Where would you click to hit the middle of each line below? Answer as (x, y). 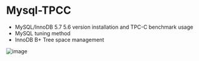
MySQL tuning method (42, 33)
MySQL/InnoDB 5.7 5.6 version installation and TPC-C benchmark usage (104, 27)
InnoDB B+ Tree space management (59, 39)
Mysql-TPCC (39, 10)
